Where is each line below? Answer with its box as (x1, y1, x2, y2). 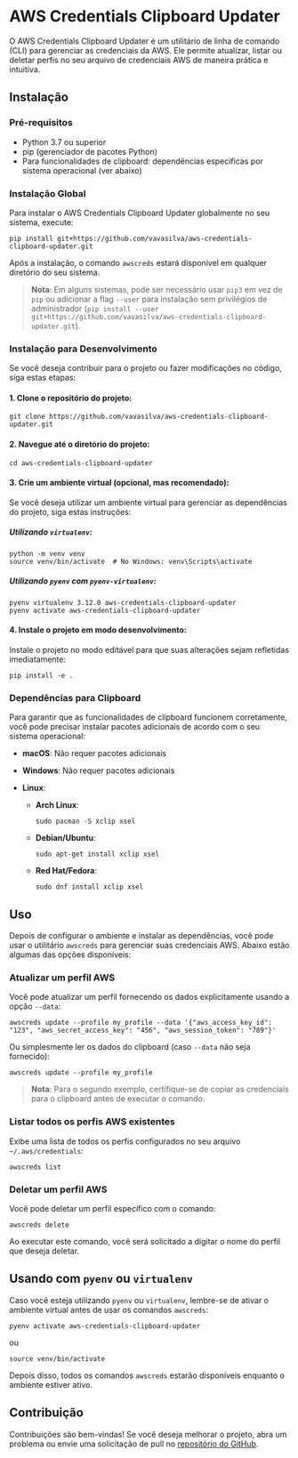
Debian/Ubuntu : (35, 833, 96, 843)
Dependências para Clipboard (9, 691, 141, 704)
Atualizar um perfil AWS (9, 971, 116, 984)
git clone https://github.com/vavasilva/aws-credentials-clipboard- (9, 412, 269, 422)
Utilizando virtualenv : (9, 527, 93, 537)
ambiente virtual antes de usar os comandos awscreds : (9, 1304, 209, 1315)
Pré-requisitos (9, 117, 73, 129)
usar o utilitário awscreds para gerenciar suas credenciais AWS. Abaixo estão (9, 940, 290, 951)
